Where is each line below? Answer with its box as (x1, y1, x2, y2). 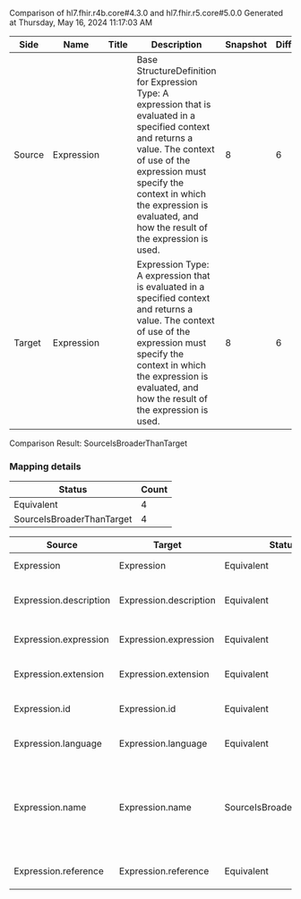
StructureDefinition (136, 64, 217, 77)
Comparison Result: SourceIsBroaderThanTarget (9, 438, 188, 449)
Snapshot (225, 39, 267, 50)
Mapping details (9, 460, 82, 473)
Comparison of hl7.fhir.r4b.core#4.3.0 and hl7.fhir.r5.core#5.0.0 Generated (9, 8, 284, 18)
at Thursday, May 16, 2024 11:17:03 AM (9, 17, 153, 28)
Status (58, 484, 88, 496)
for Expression (136, 76, 198, 88)
